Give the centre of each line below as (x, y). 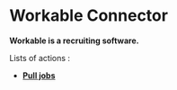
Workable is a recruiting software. (74, 40)
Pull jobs (39, 75)
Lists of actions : (40, 58)
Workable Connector (89, 16)
